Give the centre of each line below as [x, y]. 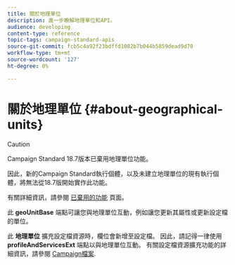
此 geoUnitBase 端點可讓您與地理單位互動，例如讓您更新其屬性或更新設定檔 [118, 212]
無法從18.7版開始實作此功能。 [68, 182]
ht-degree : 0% [28, 66]
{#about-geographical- [154, 109]
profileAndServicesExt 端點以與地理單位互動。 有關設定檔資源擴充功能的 [114, 245]
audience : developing [39, 27]
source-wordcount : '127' [44, 60]
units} [25, 124]
